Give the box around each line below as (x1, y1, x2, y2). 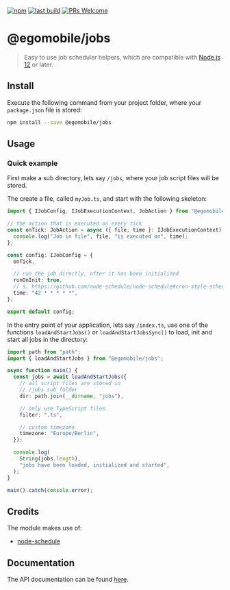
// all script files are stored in (19, 380, 121, 387)
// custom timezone (19, 423, 75, 431)
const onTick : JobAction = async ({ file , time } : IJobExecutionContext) (7, 227, 222, 234)
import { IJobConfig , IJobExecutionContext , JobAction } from (7, 208, 188, 215)
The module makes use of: (7, 524, 82, 532)
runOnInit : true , (13, 277, 63, 284)
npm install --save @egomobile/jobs (7, 119, 112, 126)
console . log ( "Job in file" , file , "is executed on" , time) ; (13, 233, 188, 240)
